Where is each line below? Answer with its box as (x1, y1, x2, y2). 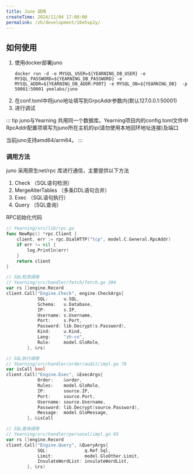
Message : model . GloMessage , (37, 410, 109, 416)
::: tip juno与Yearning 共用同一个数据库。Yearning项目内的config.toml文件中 (6, 117, 189, 124)
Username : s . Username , (37, 312, 93, 318)
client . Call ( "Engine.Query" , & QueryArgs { (6, 442, 109, 448)
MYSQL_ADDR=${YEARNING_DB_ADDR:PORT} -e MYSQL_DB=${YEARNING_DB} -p (14, 81, 188, 87)
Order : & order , (37, 377, 82, 383)
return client (16, 258, 51, 264)
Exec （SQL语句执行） (14, 194, 69, 201)
